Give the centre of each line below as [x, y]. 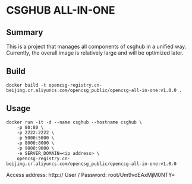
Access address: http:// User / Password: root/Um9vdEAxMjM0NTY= [91, 175]
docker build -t [26, 85]
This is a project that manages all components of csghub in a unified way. [96, 46]
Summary [25, 32]
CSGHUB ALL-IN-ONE [61, 10]
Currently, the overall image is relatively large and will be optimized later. [95, 53]
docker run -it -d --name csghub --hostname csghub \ [74, 122]
